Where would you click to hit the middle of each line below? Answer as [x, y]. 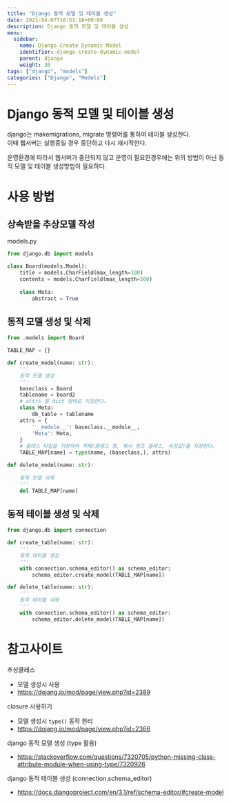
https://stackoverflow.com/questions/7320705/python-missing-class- [116, 757]
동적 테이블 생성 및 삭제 [53, 514]
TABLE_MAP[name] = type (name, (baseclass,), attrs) [95, 453]
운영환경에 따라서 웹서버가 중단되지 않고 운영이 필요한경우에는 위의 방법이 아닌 [112, 158]
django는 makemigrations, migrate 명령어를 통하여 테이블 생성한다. [99, 135]
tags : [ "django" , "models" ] [48, 71]
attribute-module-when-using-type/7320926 [81, 764]
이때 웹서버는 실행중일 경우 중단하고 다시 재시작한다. [77, 143]
